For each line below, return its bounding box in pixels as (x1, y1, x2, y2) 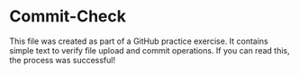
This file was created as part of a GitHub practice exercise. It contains (9, 36, 268, 46)
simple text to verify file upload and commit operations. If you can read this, (9, 45, 290, 55)
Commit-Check (9, 6, 127, 27)
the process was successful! (9, 54, 115, 65)
